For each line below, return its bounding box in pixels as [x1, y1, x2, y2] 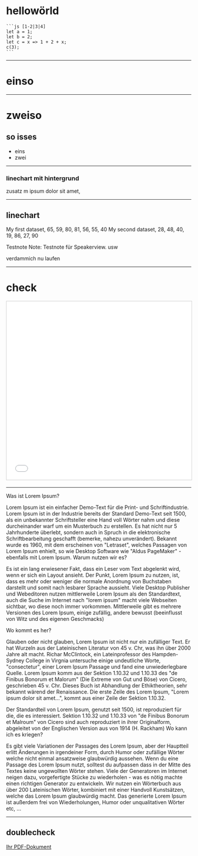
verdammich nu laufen [6, 255, 61, 262]
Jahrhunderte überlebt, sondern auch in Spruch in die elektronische [6, 528, 170, 536]
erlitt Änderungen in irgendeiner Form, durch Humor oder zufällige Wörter [6, 748, 185, 755]
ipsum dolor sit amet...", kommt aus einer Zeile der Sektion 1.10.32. [6, 694, 166, 702]
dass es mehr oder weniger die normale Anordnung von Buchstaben [6, 577, 172, 584]
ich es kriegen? [6, 731, 43, 738]
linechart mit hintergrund [6, 174, 79, 182]
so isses [6, 132, 37, 142]
